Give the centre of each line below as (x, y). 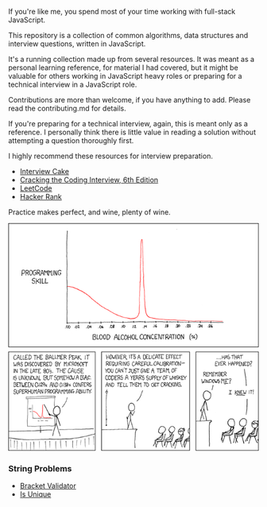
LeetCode (36, 188)
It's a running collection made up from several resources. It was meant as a (132, 59)
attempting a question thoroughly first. (71, 141)
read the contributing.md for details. (68, 108)
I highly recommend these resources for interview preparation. (110, 156)
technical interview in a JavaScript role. (73, 84)
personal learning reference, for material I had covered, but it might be (123, 68)
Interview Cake (44, 171)
